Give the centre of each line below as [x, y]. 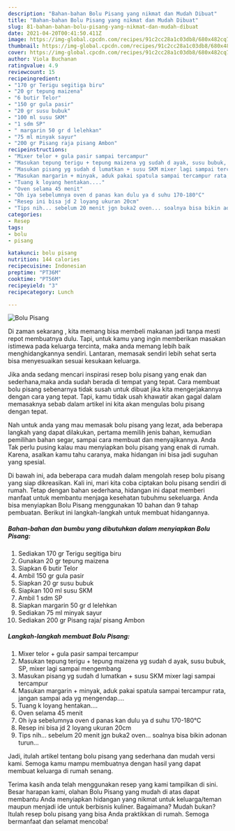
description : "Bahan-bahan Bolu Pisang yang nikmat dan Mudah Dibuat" [113, 14]
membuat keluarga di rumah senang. [61, 771]
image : [17, 40]
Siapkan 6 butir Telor [48, 568]
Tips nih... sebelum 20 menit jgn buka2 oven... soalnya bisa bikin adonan [122, 735]
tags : [16, 227]
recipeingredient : [35, 78]
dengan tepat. [28, 411]
